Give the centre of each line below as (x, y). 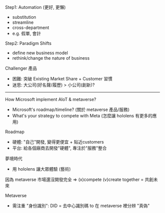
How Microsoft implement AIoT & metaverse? (51, 99)
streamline (23, 22)
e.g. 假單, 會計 (27, 33)
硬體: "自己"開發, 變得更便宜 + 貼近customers (58, 142)
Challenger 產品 (21, 68)
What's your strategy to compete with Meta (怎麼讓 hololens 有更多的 (82, 116)
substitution (24, 17)
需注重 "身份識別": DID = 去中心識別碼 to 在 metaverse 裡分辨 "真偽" (81, 206)
